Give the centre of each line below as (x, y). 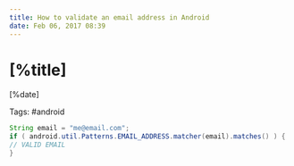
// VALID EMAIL (38, 145)
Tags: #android (37, 112)
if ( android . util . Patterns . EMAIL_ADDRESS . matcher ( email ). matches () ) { (147, 137)
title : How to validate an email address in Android (109, 17)
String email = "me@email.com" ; (69, 129)
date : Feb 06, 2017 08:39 (57, 26)
